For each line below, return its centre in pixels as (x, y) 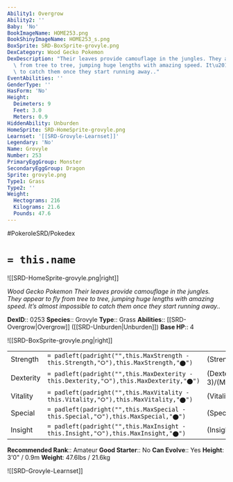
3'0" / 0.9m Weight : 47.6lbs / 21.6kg (59, 457)
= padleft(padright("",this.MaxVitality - (118, 392)
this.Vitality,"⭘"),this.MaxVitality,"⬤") (120, 399)
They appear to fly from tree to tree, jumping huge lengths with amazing (111, 298)
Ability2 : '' (26, 20)
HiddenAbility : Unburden (43, 123)
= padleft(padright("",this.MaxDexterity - (120, 374)
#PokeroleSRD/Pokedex (41, 233)
